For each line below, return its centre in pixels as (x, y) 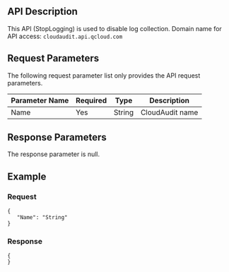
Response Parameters (57, 137)
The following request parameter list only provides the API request (104, 75)
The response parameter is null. (54, 154)
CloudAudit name (169, 112)
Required (91, 100)
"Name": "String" (42, 218)
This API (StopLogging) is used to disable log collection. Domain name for (115, 28)
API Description (42, 12)
